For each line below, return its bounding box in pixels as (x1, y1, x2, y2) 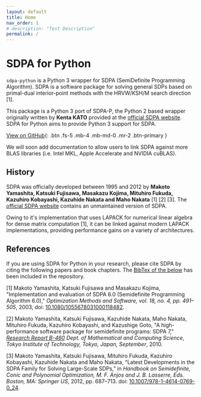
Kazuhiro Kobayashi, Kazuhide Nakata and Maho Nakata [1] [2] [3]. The (6, 196, 187, 203)
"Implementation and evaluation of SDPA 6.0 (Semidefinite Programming (6, 290, 185, 297)
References (6, 244, 50, 254)
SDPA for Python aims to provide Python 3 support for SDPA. (6, 121, 157, 128)
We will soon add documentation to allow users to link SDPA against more (6, 143, 188, 151)
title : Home (6, 14, 36, 20)
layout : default (6, 8, 47, 15)
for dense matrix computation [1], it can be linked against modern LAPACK (6, 220, 190, 227)
